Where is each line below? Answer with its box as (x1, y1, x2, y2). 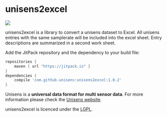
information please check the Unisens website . (5, 97, 102, 103)
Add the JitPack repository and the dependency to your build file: (5, 49, 140, 55)
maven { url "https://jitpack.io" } (14, 64, 91, 69)
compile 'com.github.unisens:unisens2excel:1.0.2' (14, 78, 122, 83)
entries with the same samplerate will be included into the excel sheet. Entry (5, 34, 162, 40)
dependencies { (5, 73, 37, 78)
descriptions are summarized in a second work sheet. (5, 40, 116, 46)
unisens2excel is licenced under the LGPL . (5, 106, 93, 113)
